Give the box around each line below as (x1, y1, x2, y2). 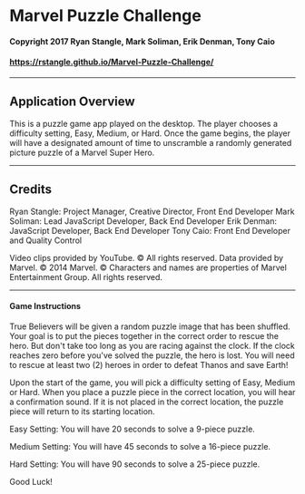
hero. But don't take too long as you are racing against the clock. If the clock (9, 340, 295, 351)
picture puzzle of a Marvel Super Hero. (9, 147, 155, 158)
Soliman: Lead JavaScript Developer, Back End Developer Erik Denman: (9, 215, 278, 227)
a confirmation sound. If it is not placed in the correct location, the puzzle (9, 396, 284, 407)
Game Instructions (9, 301, 82, 312)
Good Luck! (9, 476, 53, 487)
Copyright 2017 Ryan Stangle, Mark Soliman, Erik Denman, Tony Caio (9, 35, 275, 46)
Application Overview (9, 94, 135, 110)
